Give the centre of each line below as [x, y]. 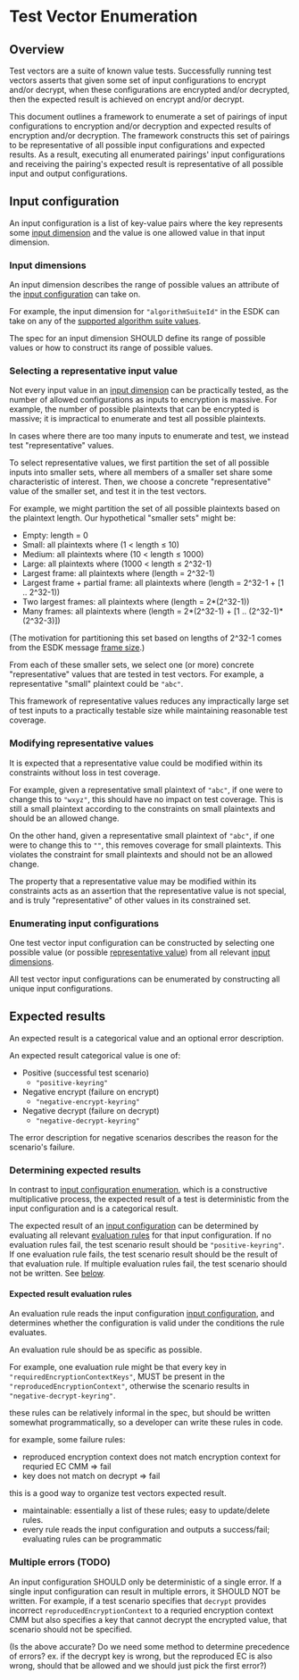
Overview [37, 50]
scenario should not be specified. [71, 1629]
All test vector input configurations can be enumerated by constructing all [145, 979]
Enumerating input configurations [84, 924]
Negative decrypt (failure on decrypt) [91, 1110]
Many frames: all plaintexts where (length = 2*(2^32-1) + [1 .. [134, 611]
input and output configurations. [68, 173]
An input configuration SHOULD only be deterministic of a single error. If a [145, 1582]
